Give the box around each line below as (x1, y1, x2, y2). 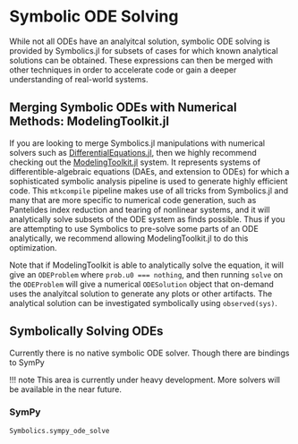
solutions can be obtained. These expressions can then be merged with (9, 55, 274, 65)
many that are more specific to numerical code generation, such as (9, 194, 257, 205)
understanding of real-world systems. (9, 73, 149, 84)
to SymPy (9, 356, 45, 368)
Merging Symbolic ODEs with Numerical (9, 100, 237, 115)
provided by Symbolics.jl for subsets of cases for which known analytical (9, 45, 279, 55)
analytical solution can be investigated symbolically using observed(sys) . (9, 297, 277, 308)
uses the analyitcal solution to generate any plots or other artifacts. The (9, 288, 273, 299)
